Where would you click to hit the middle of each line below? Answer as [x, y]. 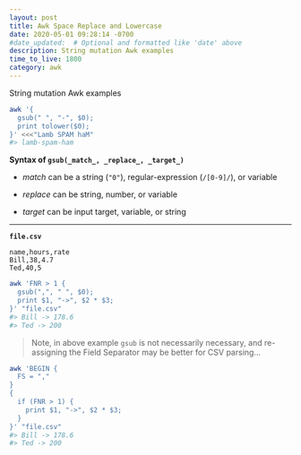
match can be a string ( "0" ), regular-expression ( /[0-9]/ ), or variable [150, 177]
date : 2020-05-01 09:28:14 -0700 [72, 34]
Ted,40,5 [26, 268]
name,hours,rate [39, 253]
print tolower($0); [54, 126]
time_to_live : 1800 [46, 59]
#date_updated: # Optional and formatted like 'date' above [126, 43]
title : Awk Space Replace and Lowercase [86, 26]
